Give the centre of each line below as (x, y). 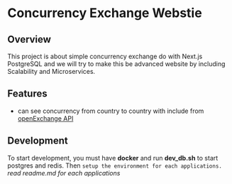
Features (27, 94)
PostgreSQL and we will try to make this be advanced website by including (116, 64)
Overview (29, 39)
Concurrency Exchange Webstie (105, 13)
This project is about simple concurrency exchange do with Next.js (105, 56)
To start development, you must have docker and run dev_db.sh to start (113, 158)
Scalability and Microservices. (51, 71)
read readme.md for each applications (64, 173)
